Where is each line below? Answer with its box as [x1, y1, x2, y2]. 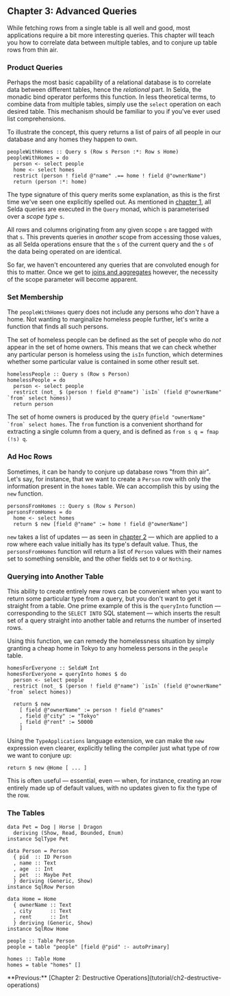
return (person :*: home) [13, 178, 88, 186]
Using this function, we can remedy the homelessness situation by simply [7, 637, 215, 645]
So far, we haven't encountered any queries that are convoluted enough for [7, 260, 220, 269]
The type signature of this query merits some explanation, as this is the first [7, 191, 220, 199]
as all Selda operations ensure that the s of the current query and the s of [7, 240, 214, 249]
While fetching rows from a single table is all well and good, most [7, 23, 190, 32]
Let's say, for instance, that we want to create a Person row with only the [7, 474, 211, 483]
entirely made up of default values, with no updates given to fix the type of [7, 784, 218, 792]
